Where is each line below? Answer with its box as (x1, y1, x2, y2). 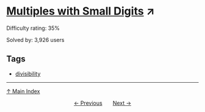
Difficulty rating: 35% (6, 24, 60, 32)
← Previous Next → (73, 99, 132, 107)
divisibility (15, 70, 41, 77)
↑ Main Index (6, 87, 40, 95)
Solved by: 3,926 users (6, 36, 65, 43)
